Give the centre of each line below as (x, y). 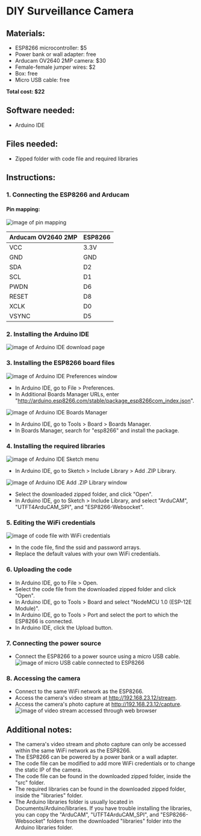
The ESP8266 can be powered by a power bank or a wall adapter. (96, 757)
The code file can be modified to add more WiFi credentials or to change (105, 764)
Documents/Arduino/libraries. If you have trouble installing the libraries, (103, 808)
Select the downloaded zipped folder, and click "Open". (84, 494)
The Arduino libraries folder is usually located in (74, 802)
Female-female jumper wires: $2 (55, 67)
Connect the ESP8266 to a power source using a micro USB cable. (97, 656)
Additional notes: (39, 730)
